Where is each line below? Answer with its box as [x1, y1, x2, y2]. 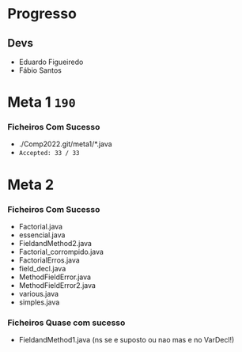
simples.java [18, 297, 60, 307]
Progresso [7, 5, 77, 23]
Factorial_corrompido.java [18, 247, 104, 256]
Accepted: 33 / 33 [18, 150, 80, 157]
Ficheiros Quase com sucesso [7, 317, 126, 328]
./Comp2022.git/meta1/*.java [18, 139, 112, 149]
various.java [18, 289, 59, 298]
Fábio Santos [18, 66, 62, 75]
